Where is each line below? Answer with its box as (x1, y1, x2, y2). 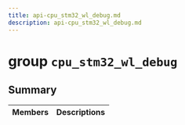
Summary (8, 84, 57, 97)
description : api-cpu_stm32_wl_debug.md (8, 19, 143, 27)
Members (12, 106, 49, 117)
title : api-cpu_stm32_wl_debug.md (8, 11, 122, 20)
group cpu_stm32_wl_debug (8, 52, 178, 70)
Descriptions (56, 106, 106, 117)
